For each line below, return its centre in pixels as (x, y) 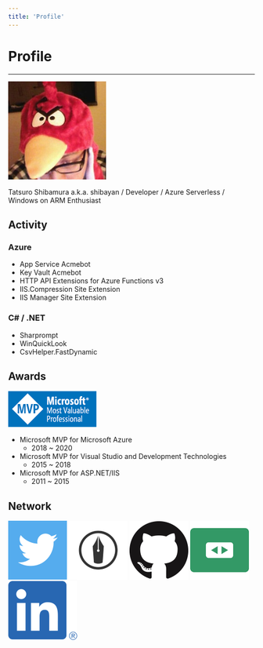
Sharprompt (39, 335)
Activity (28, 225)
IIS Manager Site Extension (63, 297)
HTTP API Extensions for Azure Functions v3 (92, 281)
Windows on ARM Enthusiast (55, 200)
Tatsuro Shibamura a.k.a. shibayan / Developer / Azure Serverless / (117, 191)
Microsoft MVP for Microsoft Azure (76, 440)
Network (30, 506)
